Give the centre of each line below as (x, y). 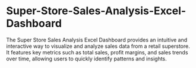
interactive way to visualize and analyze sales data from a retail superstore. (98, 46)
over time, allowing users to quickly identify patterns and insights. (87, 59)
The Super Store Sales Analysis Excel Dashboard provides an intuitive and (97, 40)
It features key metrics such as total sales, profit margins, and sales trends (97, 52)
